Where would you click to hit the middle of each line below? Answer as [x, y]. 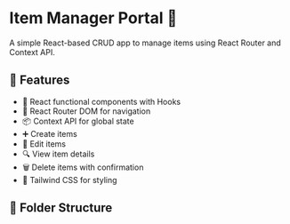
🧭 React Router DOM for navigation [86, 111]
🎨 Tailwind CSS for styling [69, 180]
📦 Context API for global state [78, 121]
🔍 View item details [58, 154]
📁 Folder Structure [61, 208]
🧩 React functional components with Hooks [101, 101]
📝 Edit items [44, 144]
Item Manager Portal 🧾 [93, 18]
